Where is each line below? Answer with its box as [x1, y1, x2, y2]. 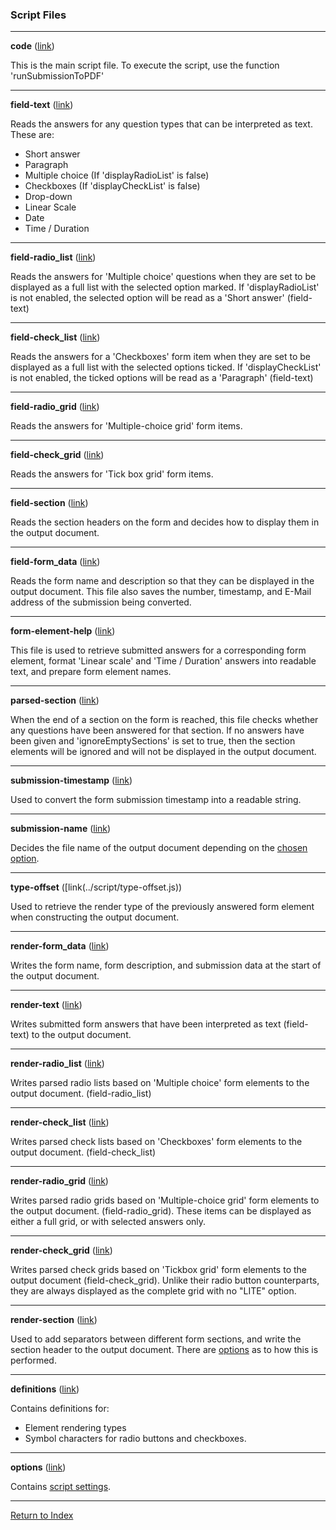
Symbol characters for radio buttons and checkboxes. [24, 1433, 247, 1445]
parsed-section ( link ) [10, 694, 100, 707]
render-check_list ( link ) [10, 1116, 110, 1128]
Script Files [10, 8, 67, 22]
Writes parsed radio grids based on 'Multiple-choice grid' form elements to [10, 1194, 320, 1207]
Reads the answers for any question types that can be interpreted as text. [10, 118, 313, 130]
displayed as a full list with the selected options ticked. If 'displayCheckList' [10, 361, 322, 373]
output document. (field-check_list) [10, 1146, 157, 1158]
